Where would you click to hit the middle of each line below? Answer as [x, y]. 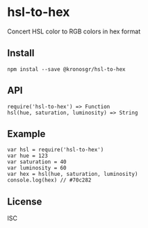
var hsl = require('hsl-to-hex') [56, 150]
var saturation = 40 [37, 162]
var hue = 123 [28, 156]
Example [26, 134]
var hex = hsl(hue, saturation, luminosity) [73, 174]
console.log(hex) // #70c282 [49, 180]
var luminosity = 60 [37, 168]
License [25, 201]
